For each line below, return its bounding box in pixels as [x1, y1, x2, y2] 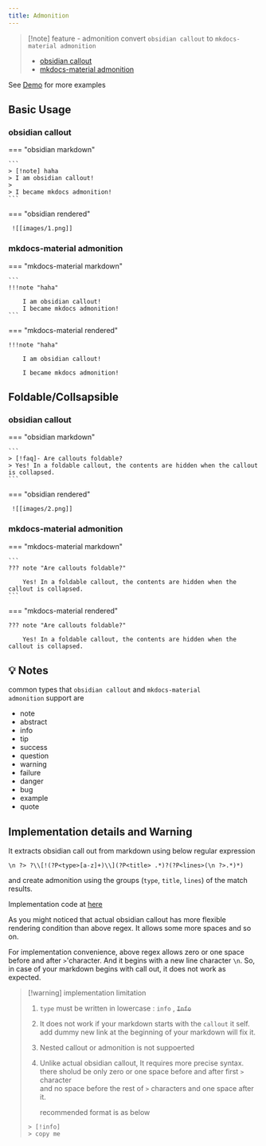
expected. [8, 973, 41, 983]
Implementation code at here [8, 900, 104, 909]
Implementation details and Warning [8, 825, 193, 838]
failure [19, 768, 41, 778]
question [19, 751, 49, 761]
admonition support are [8, 693, 84, 703]
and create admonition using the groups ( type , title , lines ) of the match [8, 876, 248, 885]
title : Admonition [8, 11, 69, 20]
